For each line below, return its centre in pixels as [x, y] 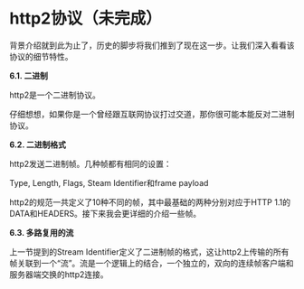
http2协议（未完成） [85, 19]
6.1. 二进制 [28, 75]
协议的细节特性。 [41, 56]
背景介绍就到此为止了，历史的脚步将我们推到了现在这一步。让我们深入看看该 [152, 45]
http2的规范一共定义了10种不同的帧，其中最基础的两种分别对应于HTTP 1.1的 [150, 202]
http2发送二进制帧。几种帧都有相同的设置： [90, 163]
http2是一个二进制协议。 [55, 95]
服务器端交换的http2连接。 [59, 274]
